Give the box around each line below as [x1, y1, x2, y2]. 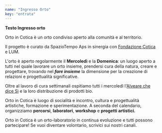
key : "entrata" [5, 12, 36, 16]
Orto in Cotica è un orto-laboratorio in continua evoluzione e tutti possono [5, 117, 153, 123]
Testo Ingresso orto [5, 25, 46, 30]
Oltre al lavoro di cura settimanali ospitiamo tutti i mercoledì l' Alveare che [5, 83, 151, 89]
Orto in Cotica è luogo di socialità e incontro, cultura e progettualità [5, 97, 139, 103]
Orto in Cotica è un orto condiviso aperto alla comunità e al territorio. [5, 34, 143, 40]
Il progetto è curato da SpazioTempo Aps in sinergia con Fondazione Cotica [5, 44, 156, 49]
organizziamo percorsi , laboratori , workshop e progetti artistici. [5, 107, 136, 114]
